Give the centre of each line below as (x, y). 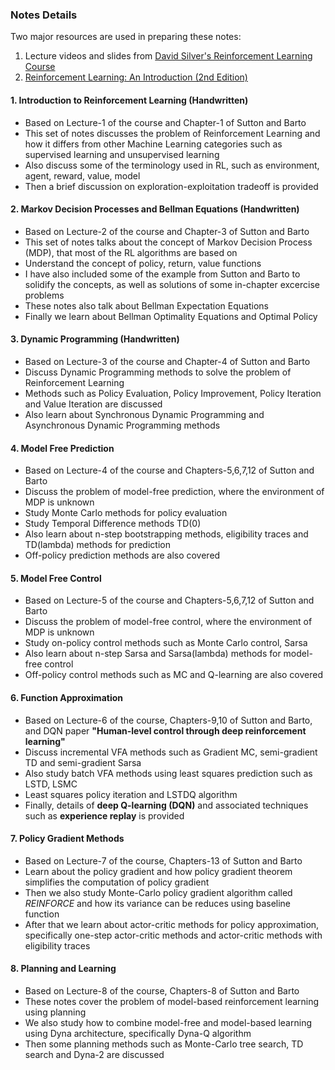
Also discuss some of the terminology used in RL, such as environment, (172, 165)
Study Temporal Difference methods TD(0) (113, 524)
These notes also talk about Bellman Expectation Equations (146, 305)
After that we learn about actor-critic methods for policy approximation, (172, 924)
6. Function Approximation (66, 697)
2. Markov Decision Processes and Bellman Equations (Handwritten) (155, 209)
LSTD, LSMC (51, 784)
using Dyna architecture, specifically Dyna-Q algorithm (138, 1033)
